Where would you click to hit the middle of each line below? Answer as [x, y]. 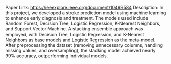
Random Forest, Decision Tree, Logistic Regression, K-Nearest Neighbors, [83, 23]
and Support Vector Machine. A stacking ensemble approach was [75, 29]
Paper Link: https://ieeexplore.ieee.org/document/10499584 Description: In [84, 7]
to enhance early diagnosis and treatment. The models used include [77, 18]
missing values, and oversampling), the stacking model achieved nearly [80, 51]
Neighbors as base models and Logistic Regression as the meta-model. [80, 40]
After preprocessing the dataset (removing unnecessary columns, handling [84, 45]
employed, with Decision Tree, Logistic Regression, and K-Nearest [75, 34]
